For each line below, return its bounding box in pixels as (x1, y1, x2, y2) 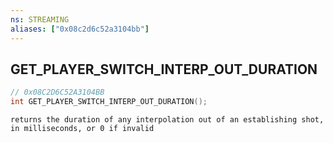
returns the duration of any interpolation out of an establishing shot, (10, 115, 325, 125)
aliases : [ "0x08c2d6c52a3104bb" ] (10, 24, 150, 34)
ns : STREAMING (10, 14, 70, 25)
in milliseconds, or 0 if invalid (10, 124, 155, 134)
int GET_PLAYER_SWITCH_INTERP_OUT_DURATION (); (10, 97, 208, 107)
